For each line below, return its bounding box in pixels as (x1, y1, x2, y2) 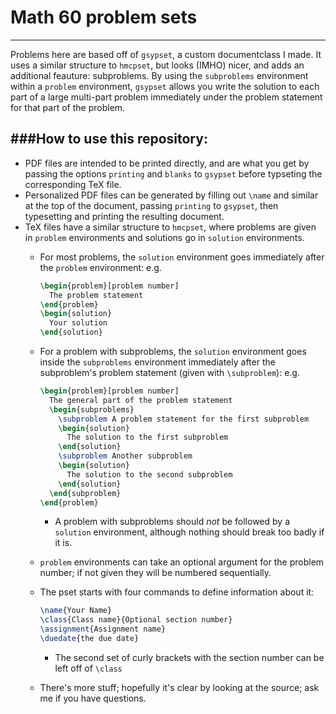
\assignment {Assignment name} (39, 624, 167, 635)
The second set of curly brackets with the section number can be (54, 651, 325, 663)
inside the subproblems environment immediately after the (39, 356, 276, 368)
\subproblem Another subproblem (58, 451, 193, 461)
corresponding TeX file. (24, 178, 122, 190)
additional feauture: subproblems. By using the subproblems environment (10, 69, 309, 81)
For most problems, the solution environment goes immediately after (39, 251, 325, 263)
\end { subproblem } (48, 488, 122, 498)
